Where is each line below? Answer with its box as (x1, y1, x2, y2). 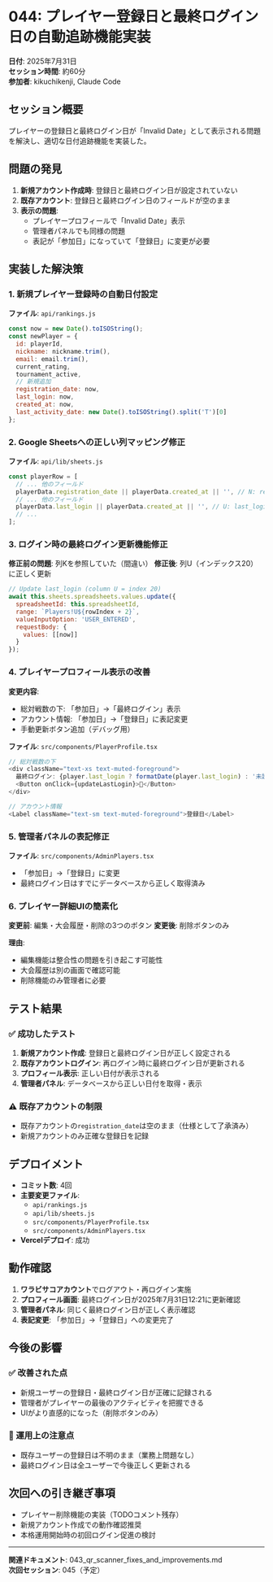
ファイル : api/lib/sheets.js (8, 456, 103, 466)
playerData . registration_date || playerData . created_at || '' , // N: (15, 487, 256, 496)
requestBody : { (15, 623, 67, 631)
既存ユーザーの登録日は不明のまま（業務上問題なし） (19, 1449, 199, 1460)
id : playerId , (15, 340, 63, 348)
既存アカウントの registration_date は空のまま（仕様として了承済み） (19, 1121, 253, 1131)
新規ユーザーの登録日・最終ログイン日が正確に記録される (19, 1388, 213, 1397)
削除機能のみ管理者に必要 (19, 975, 106, 985)
